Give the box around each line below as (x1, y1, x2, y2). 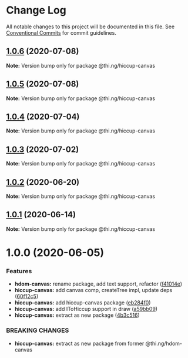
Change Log (6, 4, 66, 17)
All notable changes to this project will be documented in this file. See (6, 23, 175, 30)
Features (6, 267, 32, 275)
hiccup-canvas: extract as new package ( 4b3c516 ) (14, 311, 140, 319)
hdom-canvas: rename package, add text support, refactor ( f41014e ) (14, 280, 183, 287)
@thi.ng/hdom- (145, 340, 183, 347)
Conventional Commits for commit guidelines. (6, 29, 116, 36)
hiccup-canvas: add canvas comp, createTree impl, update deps (14, 287, 173, 294)
